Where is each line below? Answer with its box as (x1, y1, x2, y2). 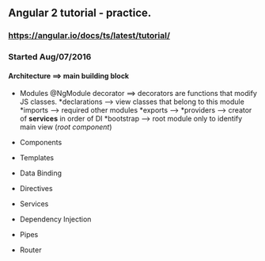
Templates (19, 153, 54, 163)
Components (19, 138, 62, 148)
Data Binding (19, 168, 62, 178)
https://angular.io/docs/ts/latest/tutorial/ (8, 30, 171, 41)
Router (19, 245, 42, 255)
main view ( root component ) (19, 122, 112, 132)
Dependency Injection (19, 214, 92, 225)
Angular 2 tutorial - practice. (8, 6, 152, 20)
